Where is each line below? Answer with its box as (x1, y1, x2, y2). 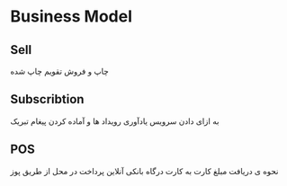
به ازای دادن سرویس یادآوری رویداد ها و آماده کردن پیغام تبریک (10, 115, 220, 127)
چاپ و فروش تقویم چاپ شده (10, 66, 109, 76)
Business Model (10, 6, 133, 27)
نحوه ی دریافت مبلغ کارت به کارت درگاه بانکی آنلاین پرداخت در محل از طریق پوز (10, 165, 279, 176)
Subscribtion (10, 92, 85, 107)
